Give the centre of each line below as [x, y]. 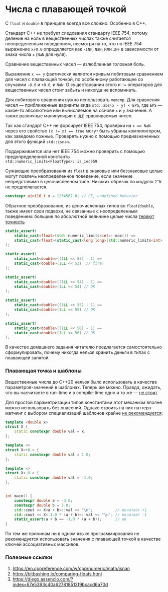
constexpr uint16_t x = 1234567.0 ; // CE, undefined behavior [71, 196]
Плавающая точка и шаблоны [43, 371]
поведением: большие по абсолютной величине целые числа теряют [80, 216]
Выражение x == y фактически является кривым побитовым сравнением [84, 73]
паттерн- [144, 408]
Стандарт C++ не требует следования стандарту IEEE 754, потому [76, 33]
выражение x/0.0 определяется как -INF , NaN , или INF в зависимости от [82, 49]
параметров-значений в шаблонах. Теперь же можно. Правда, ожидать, [83, 387]
